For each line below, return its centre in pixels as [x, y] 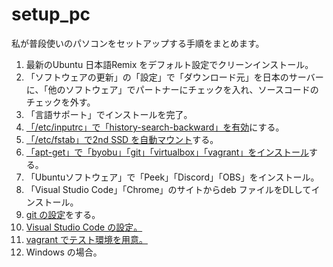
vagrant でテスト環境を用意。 [86, 239]
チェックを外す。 [60, 102]
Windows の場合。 [64, 252]
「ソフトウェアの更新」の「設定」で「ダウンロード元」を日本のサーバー [174, 77]
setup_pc [51, 14]
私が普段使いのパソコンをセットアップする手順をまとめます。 [138, 43]
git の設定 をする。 [63, 214]
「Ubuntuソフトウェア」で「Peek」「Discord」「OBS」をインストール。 [172, 177]
